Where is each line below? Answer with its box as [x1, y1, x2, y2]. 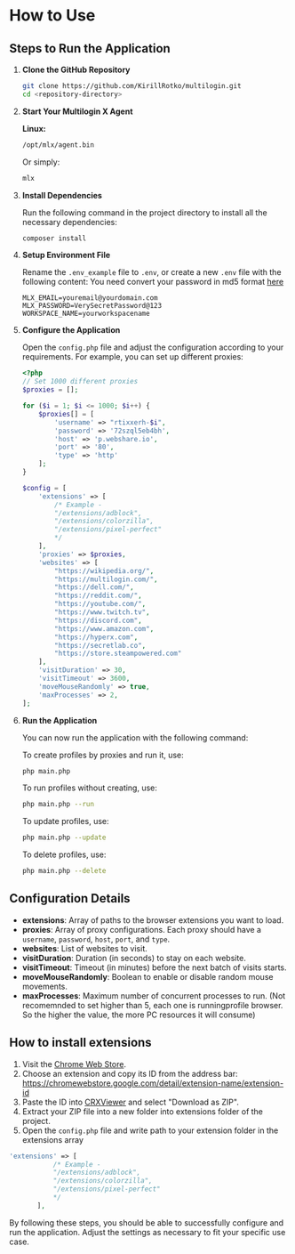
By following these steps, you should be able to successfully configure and [9, 1217, 284, 1228]
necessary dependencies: [21, 216, 118, 227]
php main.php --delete [21, 867, 107, 876]
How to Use [9, 5, 96, 26]
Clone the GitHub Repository [21, 64, 131, 75]
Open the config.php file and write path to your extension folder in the [21, 1125, 279, 1136]
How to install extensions [9, 1035, 153, 1050]
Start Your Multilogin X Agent [21, 106, 133, 117]
